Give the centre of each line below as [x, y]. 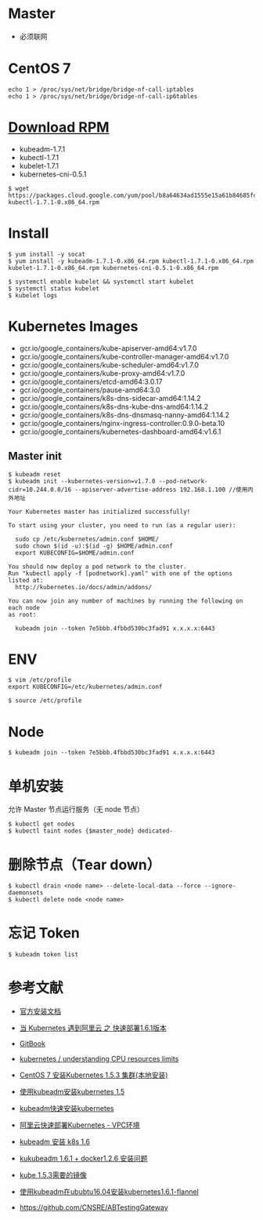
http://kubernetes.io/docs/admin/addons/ [84, 587]
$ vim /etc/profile [40, 680]
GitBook [32, 1043]
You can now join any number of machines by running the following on [126, 601]
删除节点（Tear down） [85, 865]
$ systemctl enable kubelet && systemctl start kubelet [101, 282]
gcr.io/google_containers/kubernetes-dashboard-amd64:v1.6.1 [120, 432]
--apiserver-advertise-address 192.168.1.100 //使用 [161, 490]
